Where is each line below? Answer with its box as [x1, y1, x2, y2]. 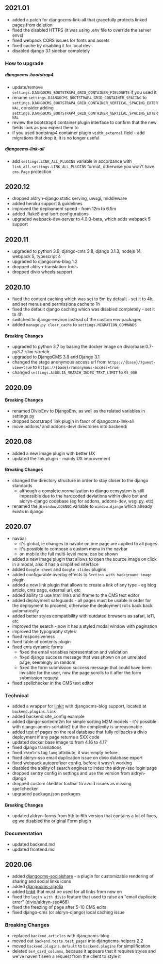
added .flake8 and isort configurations [12, 211, 89, 217]
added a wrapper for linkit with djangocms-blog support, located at [12, 703, 147, 709]
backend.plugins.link [12, 709, 56, 714]
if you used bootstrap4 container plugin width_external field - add [12, 130, 145, 136]
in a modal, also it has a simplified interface [12, 561, 99, 567]
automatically [12, 607, 39, 614]
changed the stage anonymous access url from [12, 359, 107, 365]
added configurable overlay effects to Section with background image [12, 571, 152, 577]
